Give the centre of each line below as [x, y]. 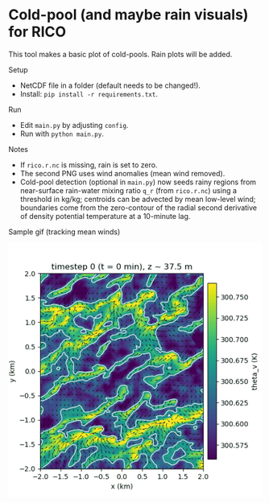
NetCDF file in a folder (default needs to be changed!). [110, 85]
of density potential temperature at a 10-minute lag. [105, 216]
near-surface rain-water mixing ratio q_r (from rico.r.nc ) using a [128, 190]
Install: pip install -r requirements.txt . [89, 93]
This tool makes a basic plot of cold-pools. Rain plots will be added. [120, 54]
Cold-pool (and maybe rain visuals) [128, 15]
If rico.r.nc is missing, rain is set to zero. [89, 165]
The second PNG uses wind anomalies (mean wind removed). [122, 173]
